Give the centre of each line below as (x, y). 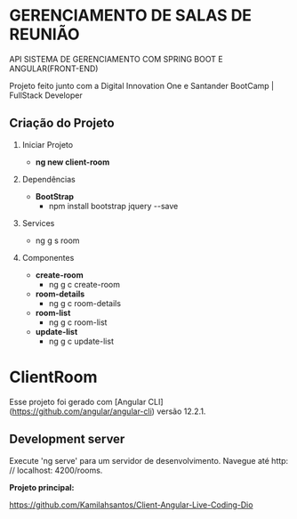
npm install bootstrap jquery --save (113, 206)
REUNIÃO (44, 34)
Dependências (48, 179)
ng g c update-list (81, 341)
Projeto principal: (42, 487)
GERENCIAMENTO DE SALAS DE (130, 16)
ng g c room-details (85, 303)
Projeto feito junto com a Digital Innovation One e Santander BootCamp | (141, 85)
